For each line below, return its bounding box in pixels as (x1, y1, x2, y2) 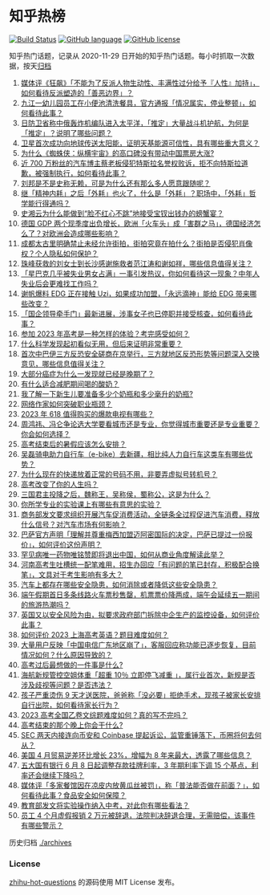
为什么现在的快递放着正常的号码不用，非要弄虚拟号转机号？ (20, 469, 218, 478)
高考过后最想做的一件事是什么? (20, 660, 123, 669)
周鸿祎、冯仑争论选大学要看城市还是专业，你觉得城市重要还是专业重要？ (20, 419, 260, 429)
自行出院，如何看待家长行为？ (20, 700, 119, 710)
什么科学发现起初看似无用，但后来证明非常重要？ (20, 339, 183, 348)
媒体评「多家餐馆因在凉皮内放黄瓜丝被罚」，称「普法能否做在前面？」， (20, 780, 253, 790)
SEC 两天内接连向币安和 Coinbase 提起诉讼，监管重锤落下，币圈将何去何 (20, 730, 262, 739)
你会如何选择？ (20, 429, 71, 438)
